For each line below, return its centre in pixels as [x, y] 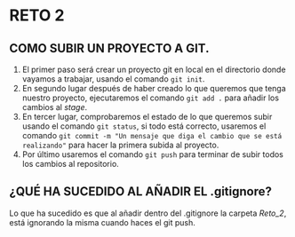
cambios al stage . [55, 107]
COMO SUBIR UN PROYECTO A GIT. [109, 48]
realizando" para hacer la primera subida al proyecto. [120, 145]
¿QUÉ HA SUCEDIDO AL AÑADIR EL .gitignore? [141, 192]
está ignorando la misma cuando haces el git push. [102, 222]
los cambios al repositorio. [71, 164]
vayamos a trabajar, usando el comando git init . [113, 79]
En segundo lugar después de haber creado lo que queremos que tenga [154, 88]
